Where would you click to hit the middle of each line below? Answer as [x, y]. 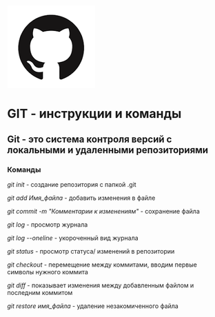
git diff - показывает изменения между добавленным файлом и [101, 285]
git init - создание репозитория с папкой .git [72, 184]
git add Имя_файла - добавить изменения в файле [81, 198]
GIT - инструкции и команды [94, 114]
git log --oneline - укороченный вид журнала [73, 238]
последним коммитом [40, 292]
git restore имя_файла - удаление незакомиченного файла [93, 306]
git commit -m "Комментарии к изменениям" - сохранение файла [103, 211]
